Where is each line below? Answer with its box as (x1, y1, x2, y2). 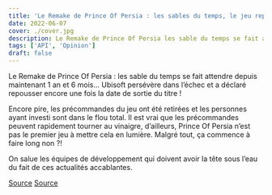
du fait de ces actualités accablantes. (8, 163, 133, 172)
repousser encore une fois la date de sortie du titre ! (8, 89, 182, 97)
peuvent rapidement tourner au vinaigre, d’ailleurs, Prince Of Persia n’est (8, 122, 251, 131)
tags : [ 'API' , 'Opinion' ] (8, 42, 96, 50)
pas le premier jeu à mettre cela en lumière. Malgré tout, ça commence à (8, 130, 251, 139)
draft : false (8, 49, 53, 57)
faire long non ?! (8, 139, 62, 147)
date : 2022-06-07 (8, 19, 67, 27)
